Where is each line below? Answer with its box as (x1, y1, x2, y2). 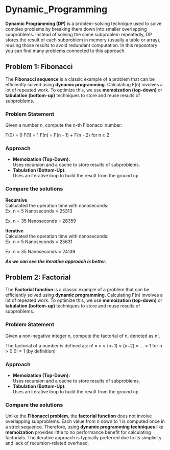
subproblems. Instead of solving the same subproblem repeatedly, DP (5, 31, 152, 37)
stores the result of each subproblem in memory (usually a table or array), (5, 37, 161, 43)
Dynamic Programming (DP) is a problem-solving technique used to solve (5, 20, 162, 27)
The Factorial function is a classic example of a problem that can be (5, 287, 150, 293)
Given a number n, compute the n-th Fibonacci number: (5, 122, 123, 128)
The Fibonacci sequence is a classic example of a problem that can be (5, 76, 155, 82)
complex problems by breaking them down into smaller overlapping (5, 26, 147, 32)
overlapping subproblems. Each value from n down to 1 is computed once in (5, 418, 165, 424)
